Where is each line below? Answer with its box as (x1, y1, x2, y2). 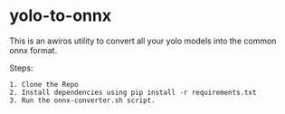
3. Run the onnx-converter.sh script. (9, 96, 156, 105)
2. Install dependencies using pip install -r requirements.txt (9, 88, 257, 97)
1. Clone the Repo (9, 80, 79, 89)
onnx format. (9, 44, 57, 55)
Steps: (9, 62, 33, 73)
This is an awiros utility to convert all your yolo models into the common (9, 35, 277, 46)
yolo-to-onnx (9, 5, 111, 26)
